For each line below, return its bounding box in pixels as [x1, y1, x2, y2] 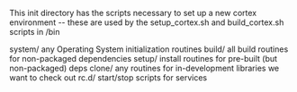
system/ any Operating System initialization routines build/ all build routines [9, 44, 289, 54]
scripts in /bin [9, 27, 60, 37]
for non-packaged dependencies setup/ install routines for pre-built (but [9, 54, 277, 63]
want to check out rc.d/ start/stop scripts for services [9, 72, 208, 83]
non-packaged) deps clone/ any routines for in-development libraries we [9, 63, 280, 73]
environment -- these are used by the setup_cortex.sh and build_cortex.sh [9, 17, 284, 28]
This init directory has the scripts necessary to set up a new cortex [9, 8, 257, 18]
